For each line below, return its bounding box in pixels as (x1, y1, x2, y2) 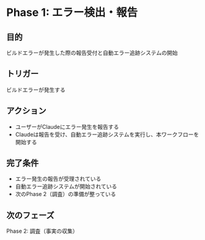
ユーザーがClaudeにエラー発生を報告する (15, 123, 119, 130)
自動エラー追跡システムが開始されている (15, 183, 117, 190)
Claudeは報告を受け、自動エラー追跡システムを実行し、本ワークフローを (15, 131, 199, 138)
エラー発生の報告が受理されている (15, 175, 102, 183)
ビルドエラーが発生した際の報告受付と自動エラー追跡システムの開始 (6, 49, 178, 56)
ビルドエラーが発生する (6, 86, 65, 93)
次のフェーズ (6, 210, 54, 220)
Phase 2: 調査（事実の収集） (6, 227, 78, 235)
